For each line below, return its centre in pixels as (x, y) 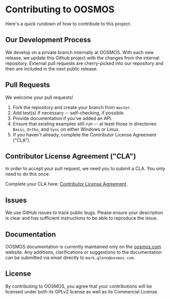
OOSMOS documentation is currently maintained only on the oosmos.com (83, 247)
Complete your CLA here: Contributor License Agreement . (67, 184)
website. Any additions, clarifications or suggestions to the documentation (84, 252)
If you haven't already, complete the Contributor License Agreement (84, 134)
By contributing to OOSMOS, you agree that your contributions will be (79, 286)
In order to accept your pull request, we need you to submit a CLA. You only (85, 169)
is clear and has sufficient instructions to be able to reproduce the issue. (81, 218)
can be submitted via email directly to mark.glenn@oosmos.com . (70, 258)
